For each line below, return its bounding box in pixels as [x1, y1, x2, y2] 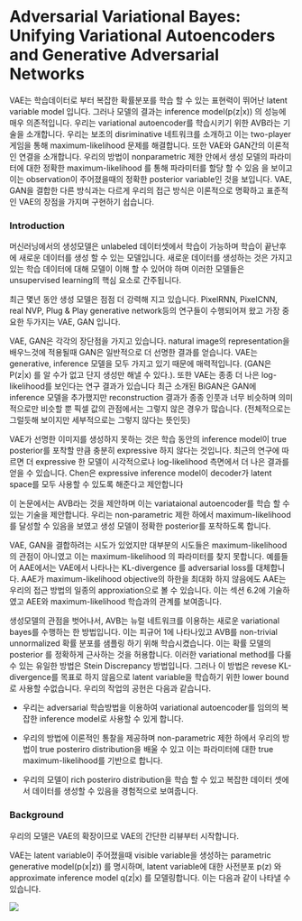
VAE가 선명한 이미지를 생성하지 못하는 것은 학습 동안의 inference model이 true [9, 434, 287, 445]
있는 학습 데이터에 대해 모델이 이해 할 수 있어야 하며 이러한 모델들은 [9, 263, 245, 274]
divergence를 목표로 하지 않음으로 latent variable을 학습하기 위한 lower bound [9, 672, 289, 683]
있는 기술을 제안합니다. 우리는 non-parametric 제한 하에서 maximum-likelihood [9, 510, 291, 520]
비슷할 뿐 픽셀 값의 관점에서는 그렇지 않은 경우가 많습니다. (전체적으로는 [40, 403, 291, 414]
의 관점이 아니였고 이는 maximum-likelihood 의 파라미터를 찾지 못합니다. [9, 551, 265, 562]
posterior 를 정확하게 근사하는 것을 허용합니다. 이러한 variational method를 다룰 [9, 649, 292, 660]
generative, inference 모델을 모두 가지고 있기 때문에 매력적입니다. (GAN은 [9, 358, 272, 369]
